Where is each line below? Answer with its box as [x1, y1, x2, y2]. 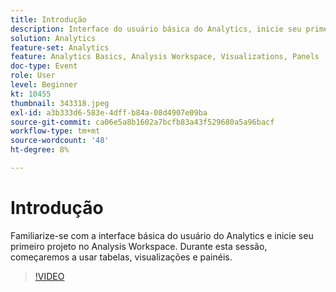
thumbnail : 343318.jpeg [10, 98, 110, 108]
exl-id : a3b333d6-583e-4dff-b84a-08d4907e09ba [10, 107, 208, 118]
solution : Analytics [10, 33, 97, 43]
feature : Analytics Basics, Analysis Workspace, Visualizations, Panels [10, 52, 320, 62]
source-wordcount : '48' [10, 136, 110, 146]
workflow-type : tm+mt [10, 126, 101, 136]
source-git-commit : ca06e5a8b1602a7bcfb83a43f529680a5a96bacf [10, 117, 275, 127]
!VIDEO [34, 270, 65, 282]
